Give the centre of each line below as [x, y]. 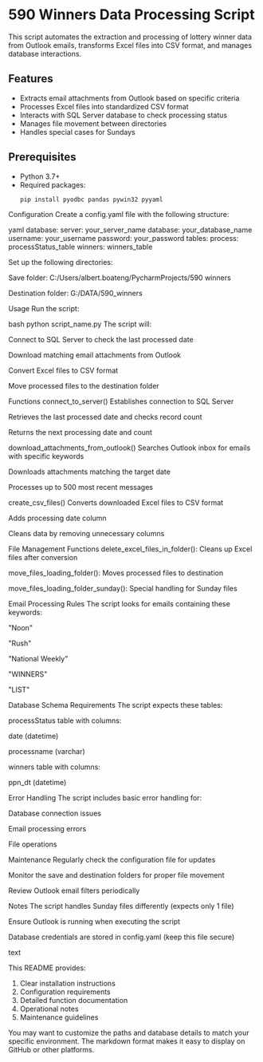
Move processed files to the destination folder [84, 386]
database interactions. [45, 53]
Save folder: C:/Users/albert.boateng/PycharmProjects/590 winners [120, 278]
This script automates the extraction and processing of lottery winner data [130, 37]
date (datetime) [33, 736]
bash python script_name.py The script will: [80, 324]
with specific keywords [46, 456]
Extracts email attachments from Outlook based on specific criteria [130, 98]
